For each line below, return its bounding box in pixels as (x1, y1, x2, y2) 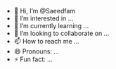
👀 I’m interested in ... (13, 14, 74, 23)
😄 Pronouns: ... (13, 47, 60, 56)
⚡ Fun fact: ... (13, 55, 53, 63)
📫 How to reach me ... (13, 37, 79, 45)
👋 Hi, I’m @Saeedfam (13, 7, 76, 15)
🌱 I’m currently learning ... (13, 22, 89, 30)
